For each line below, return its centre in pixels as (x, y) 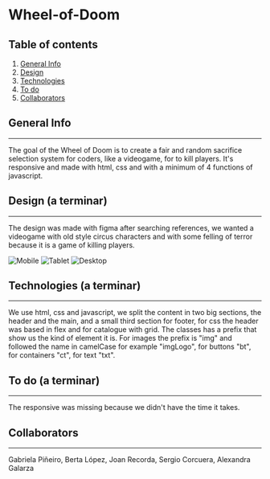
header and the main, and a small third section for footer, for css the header (133, 321)
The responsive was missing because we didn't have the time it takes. (124, 407)
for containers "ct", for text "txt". (62, 355)
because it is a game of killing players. (72, 245)
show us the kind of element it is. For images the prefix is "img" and (121, 338)
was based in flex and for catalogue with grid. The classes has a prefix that (133, 330)
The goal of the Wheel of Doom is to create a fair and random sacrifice (125, 149)
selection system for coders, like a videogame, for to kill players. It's (121, 158)
